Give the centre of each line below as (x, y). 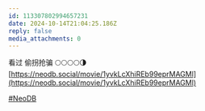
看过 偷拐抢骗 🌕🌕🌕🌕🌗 (48, 62)
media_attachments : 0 (45, 38)
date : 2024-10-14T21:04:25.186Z (63, 23)
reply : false (30, 31)
